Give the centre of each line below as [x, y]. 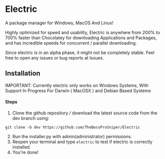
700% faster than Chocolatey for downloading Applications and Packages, [81, 38]
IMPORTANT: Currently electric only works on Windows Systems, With [77, 85]
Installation [23, 74]
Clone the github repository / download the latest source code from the [85, 113]
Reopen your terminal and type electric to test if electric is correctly [82, 142]
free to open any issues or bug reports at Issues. [55, 57]
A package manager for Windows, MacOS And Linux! [59, 23]
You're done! [25, 152]
